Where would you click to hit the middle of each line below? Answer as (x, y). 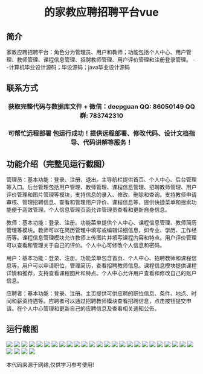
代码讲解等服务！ (108, 142)
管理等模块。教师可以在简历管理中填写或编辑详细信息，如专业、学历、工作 (99, 230)
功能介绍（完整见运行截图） (58, 164)
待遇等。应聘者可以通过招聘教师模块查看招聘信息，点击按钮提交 (106, 301)
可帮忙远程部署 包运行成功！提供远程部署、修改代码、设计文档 (98, 133)
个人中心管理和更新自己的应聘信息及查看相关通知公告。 (91, 309)
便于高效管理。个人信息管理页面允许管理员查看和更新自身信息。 (91, 210)
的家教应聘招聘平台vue (101, 12)
